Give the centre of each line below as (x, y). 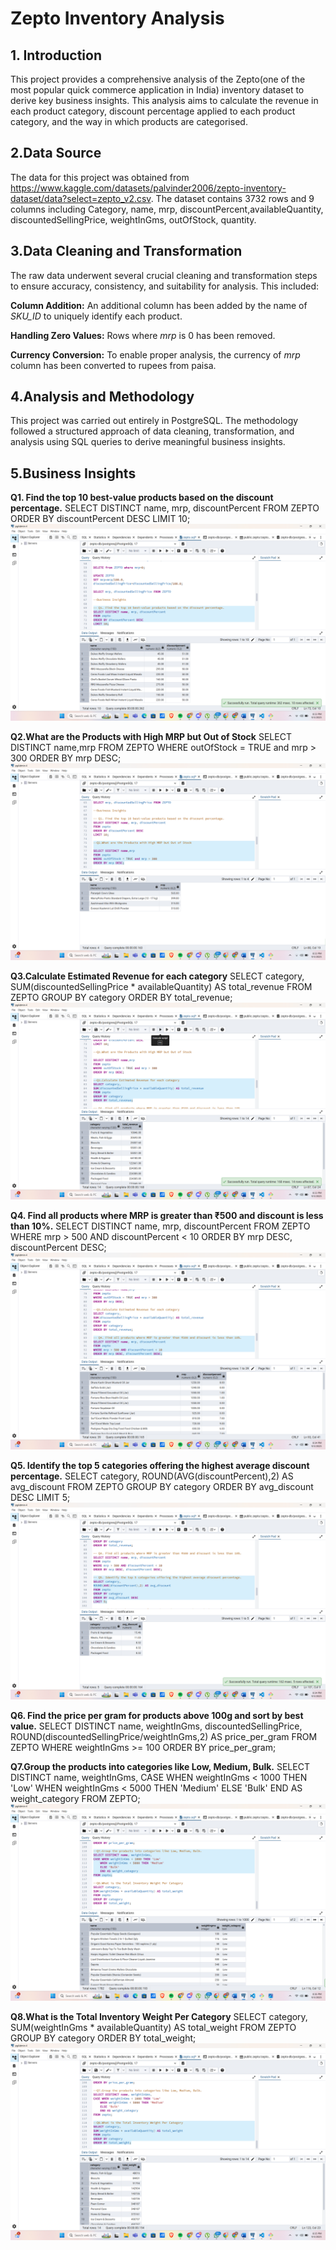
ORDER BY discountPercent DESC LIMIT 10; (100, 519)
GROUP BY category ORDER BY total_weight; (103, 2038)
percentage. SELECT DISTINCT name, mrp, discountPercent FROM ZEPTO (165, 508)
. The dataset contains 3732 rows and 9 (232, 198)
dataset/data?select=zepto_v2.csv (81, 198)
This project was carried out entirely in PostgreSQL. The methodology (154, 421)
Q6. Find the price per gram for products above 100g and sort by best (157, 1716)
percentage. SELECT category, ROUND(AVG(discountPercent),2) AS (152, 1476)
